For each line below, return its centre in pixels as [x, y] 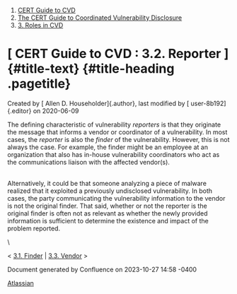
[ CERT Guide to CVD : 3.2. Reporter [114, 54]
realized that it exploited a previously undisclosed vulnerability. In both [110, 191]
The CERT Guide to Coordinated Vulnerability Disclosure [100, 18]
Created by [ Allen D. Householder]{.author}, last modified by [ [98, 103]
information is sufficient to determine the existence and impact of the [108, 220]
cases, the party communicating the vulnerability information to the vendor [116, 198]
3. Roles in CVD [40, 25]
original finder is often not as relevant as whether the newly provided [108, 213]
